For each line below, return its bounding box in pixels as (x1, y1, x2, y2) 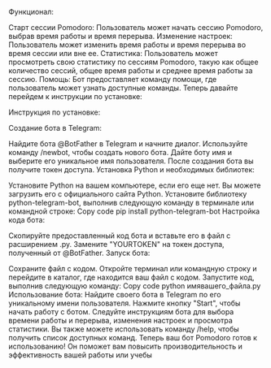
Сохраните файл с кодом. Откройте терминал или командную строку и (8, 264, 257, 273)
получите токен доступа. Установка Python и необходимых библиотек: (8, 165, 255, 174)
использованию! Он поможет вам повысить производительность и (8, 341, 243, 351)
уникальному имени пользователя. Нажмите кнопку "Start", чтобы (8, 298, 241, 308)
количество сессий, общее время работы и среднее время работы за (8, 66, 253, 76)
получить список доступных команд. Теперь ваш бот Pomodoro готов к (8, 333, 258, 342)
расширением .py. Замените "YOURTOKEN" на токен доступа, (8, 240, 225, 249)
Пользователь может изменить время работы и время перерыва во (8, 40, 247, 50)
